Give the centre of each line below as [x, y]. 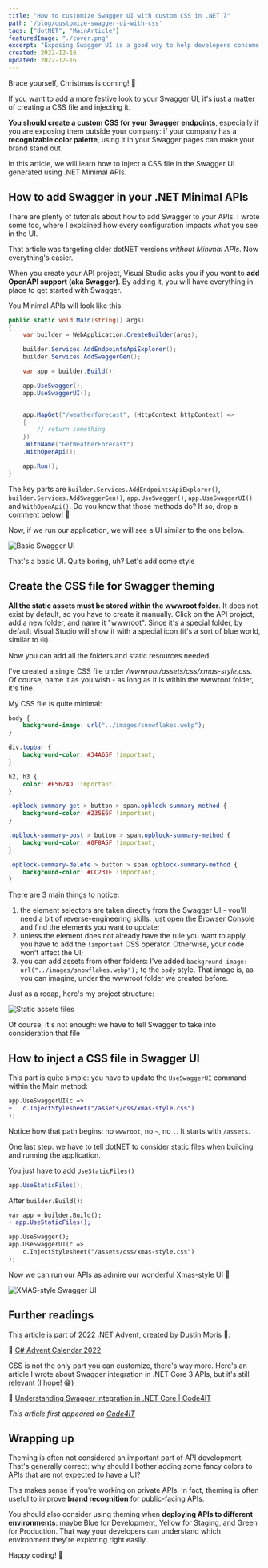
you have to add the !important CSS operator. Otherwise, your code [132, 944]
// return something [71, 430]
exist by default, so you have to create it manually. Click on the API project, [132, 614]
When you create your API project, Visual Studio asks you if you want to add [134, 273]
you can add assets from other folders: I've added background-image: [134, 962]
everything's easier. [41, 258]
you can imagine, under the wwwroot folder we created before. [124, 978]
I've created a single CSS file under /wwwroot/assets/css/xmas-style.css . [130, 671]
